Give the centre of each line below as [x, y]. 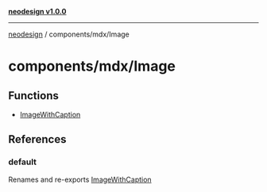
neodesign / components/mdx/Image [69, 34]
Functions [34, 96]
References [37, 139]
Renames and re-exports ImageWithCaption [80, 179]
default [23, 162]
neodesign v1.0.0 [37, 12]
